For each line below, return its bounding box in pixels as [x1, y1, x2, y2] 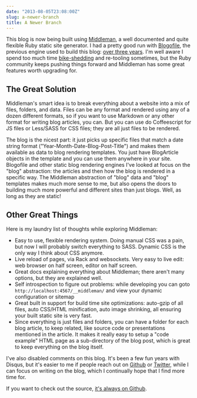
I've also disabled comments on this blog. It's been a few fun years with [6, 355, 180, 361]
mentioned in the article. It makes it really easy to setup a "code [14, 331, 169, 338]
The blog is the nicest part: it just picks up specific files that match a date [6, 136, 183, 143]
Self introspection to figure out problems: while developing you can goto [14, 281, 190, 288]
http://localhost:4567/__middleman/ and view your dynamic [14, 287, 163, 294]
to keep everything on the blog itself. [14, 343, 104, 350]
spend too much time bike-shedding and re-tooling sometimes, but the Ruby [6, 54, 192, 62]
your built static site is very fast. [14, 312, 92, 319]
